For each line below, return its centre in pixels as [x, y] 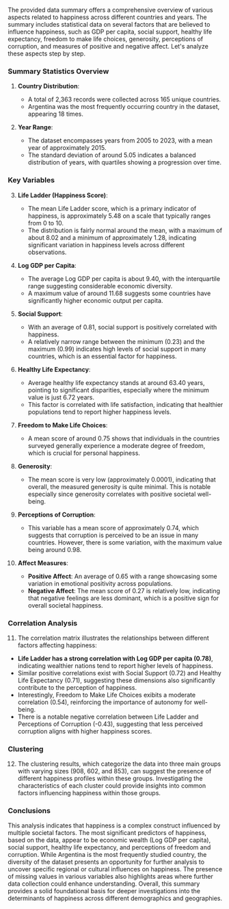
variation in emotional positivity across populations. [100, 583]
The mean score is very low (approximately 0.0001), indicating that [122, 480]
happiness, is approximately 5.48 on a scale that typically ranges [119, 216]
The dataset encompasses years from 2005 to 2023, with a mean [120, 140]
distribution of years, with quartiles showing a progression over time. [124, 162]
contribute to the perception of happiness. [77, 687]
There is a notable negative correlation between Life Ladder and [108, 717]
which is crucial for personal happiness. [84, 453]
